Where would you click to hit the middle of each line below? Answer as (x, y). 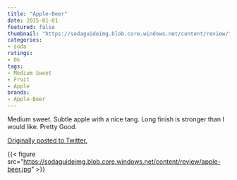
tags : (15, 66)
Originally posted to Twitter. (48, 140)
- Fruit (19, 79)
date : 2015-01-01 (33, 20)
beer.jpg (19, 169)
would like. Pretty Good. (42, 127)
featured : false (31, 27)
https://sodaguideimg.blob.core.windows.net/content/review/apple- (122, 162)
